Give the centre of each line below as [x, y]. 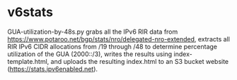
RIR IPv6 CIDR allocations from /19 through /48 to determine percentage [112, 46]
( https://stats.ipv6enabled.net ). [52, 69]
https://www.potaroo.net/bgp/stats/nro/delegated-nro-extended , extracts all [118, 39]
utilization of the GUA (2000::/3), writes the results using [90, 54]
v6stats [30, 12]
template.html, [28, 61]
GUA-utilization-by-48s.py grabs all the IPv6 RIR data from [93, 32]
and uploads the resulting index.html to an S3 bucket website [140, 61]
